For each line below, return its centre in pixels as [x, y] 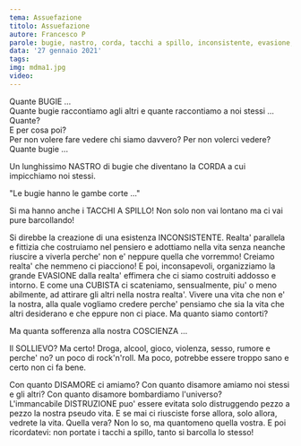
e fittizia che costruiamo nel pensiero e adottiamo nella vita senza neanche [147, 246]
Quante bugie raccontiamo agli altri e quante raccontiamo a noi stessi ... [142, 111]
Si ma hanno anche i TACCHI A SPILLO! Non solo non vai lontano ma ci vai [146, 210]
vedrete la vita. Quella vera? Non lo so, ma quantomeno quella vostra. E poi [148, 423]
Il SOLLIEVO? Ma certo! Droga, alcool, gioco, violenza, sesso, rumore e [140, 348]
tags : [19, 59]
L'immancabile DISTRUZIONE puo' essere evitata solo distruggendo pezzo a [150, 403]
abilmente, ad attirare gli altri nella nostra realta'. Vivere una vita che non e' [147, 294]
